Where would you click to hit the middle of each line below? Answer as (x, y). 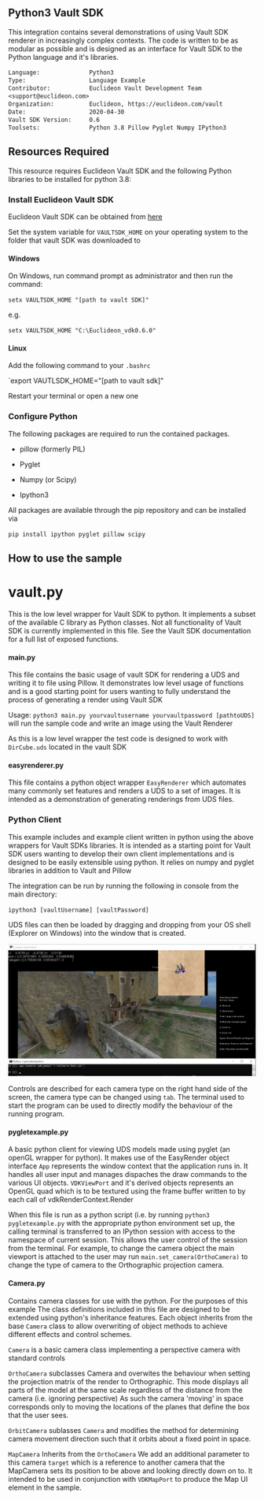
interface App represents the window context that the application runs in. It (128, 1166)
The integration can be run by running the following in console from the (124, 886)
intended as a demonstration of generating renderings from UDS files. (121, 800)
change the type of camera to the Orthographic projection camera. (116, 1265)
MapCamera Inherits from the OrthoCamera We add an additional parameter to (129, 1454)
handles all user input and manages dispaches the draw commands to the (128, 1175)
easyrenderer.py (36, 765)
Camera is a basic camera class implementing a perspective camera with (125, 1350)
